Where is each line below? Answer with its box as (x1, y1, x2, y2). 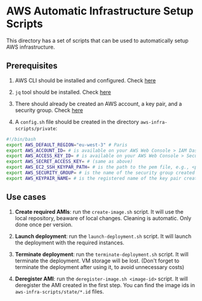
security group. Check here (14, 107, 83, 114)
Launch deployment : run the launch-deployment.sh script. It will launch (14, 232, 192, 240)
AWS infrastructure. (6, 43, 55, 51)
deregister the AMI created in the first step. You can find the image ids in (14, 281, 195, 288)
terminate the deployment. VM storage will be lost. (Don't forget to (14, 257, 180, 264)
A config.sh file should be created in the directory (14, 118, 139, 125)
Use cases (6, 192, 46, 202)
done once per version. (14, 221, 73, 228)
